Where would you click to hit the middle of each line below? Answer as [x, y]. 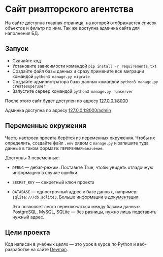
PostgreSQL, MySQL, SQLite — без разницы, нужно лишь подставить [84, 212]
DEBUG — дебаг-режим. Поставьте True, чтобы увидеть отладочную [83, 167]
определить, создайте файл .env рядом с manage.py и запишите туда [77, 143]
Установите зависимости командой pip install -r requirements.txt [84, 66]
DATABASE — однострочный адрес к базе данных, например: [75, 191]
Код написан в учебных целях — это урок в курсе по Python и [71, 244]
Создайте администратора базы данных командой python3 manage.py [85, 81]
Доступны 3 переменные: [33, 158]
